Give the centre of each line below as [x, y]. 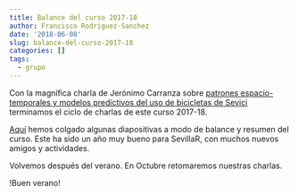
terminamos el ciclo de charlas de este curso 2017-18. [108, 112]
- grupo [32, 68]
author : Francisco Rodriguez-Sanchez [79, 26]
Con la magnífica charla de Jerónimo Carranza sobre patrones [124, 93]
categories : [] [37, 51]
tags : [19, 59]
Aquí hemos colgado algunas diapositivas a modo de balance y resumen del [149, 129]
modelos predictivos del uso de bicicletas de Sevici [153, 102]
